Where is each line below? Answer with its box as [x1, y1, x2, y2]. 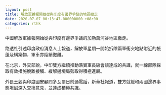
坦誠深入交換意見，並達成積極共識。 [9, 85, 83, 91]
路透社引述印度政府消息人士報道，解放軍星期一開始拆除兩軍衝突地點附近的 [5, 45, 157, 52]
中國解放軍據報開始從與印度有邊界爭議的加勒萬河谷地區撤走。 [5, 35, 131, 41]
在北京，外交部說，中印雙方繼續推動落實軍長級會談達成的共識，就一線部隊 [5, 62, 157, 68]
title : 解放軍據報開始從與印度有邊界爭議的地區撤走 [5, 12, 98, 17]
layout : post [5, 7, 32, 12]
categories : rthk [5, 21, 41, 26]
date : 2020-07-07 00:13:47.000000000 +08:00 [5, 16, 98, 21]
